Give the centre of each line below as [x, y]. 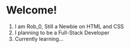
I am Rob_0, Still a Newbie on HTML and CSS [69, 26]
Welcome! [32, 10]
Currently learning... [39, 39]
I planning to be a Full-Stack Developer [62, 32]
